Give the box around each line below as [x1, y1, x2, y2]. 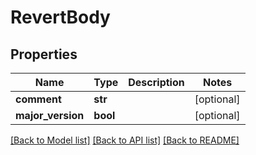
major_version [15, 109, 85, 122]
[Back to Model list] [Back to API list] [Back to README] [10, 134, 240, 146]
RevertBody [10, 6, 111, 29]
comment [15, 92, 62, 106]
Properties [10, 46, 78, 63]
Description [128, 76, 185, 89]
